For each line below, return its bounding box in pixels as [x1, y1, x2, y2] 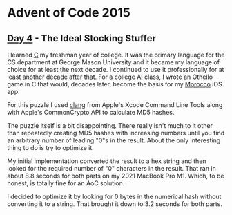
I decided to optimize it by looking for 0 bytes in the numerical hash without [7, 192, 222, 200]
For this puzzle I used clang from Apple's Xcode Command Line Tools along [7, 101, 223, 109]
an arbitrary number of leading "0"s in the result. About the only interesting [7, 136, 221, 144]
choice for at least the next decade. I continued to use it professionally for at [7, 66, 224, 73]
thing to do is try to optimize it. [7, 144, 95, 151]
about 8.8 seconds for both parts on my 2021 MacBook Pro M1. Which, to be [7, 171, 224, 180]
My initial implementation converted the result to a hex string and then [7, 157, 206, 165]
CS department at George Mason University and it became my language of [7, 58, 220, 66]
